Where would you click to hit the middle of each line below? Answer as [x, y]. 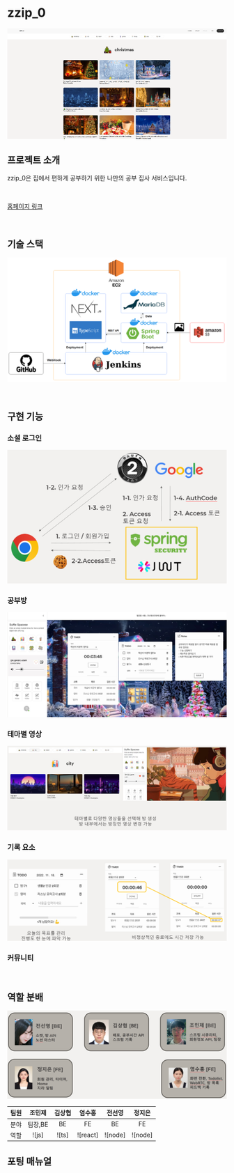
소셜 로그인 [25, 438]
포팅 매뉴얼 [30, 1161]
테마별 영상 [25, 734]
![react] [88, 1135]
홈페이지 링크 [25, 206]
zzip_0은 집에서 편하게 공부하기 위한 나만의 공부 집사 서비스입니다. [97, 178]
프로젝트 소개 [34, 161]
